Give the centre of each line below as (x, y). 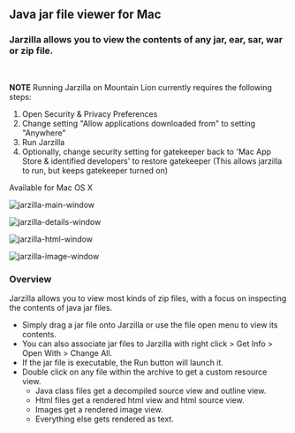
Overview (30, 279)
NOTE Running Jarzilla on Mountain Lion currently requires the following (140, 87)
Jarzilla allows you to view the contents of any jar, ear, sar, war (146, 40)
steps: (20, 97)
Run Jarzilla (43, 142)
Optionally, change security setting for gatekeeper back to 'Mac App (147, 151)
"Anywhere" (44, 133)
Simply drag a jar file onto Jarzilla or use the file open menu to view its (150, 325)
